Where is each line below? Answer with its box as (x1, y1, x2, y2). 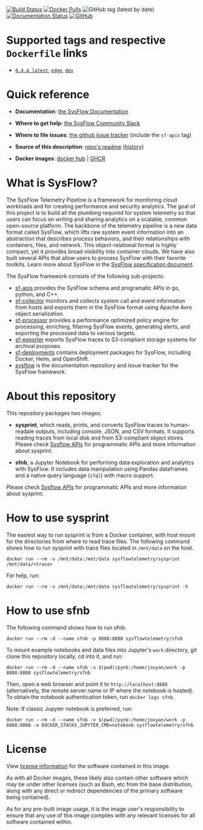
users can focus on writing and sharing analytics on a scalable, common (6, 216, 187, 223)
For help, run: (6, 571, 40, 579)
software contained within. (6, 818, 73, 825)
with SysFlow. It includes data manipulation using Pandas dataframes (15, 465, 188, 472)
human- (170, 421, 190, 428)
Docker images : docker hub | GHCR (15, 155, 106, 162)
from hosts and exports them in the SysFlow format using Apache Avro (15, 304, 192, 311)
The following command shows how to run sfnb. (6, 624, 127, 631)
